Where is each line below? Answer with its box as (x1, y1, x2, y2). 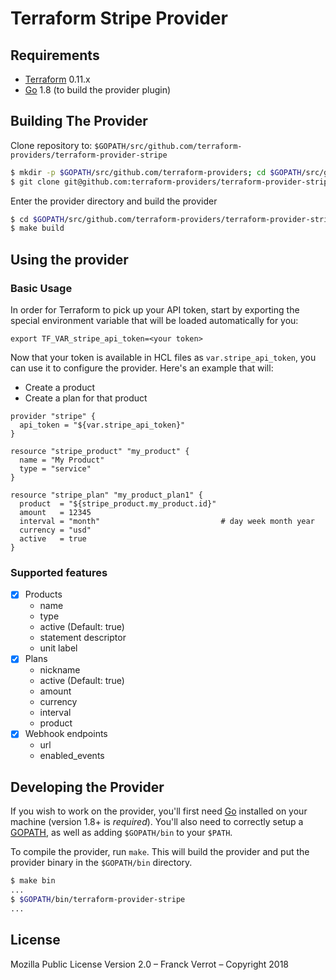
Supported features (10, 565, 108, 579)
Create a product (24, 382, 95, 393)
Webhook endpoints (24, 728, 108, 740)
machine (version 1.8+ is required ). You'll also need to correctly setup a (10, 816, 304, 828)
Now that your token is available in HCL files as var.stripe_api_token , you (10, 352, 317, 363)
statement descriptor (39, 632, 127, 644)
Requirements (10, 47, 100, 64)
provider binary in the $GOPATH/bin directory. (10, 857, 193, 869)
